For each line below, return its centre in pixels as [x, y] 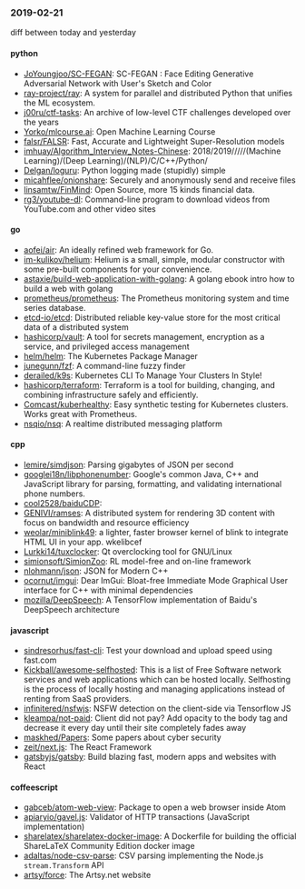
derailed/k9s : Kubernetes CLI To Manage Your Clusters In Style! [143, 375]
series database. [54, 307]
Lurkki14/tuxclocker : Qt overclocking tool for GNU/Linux [128, 551]
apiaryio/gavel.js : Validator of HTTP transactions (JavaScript [137, 817]
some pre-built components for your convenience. [118, 269]
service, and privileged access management [106, 346]
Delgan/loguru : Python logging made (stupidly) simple [124, 170]
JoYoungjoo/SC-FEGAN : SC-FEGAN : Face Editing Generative [138, 74]
